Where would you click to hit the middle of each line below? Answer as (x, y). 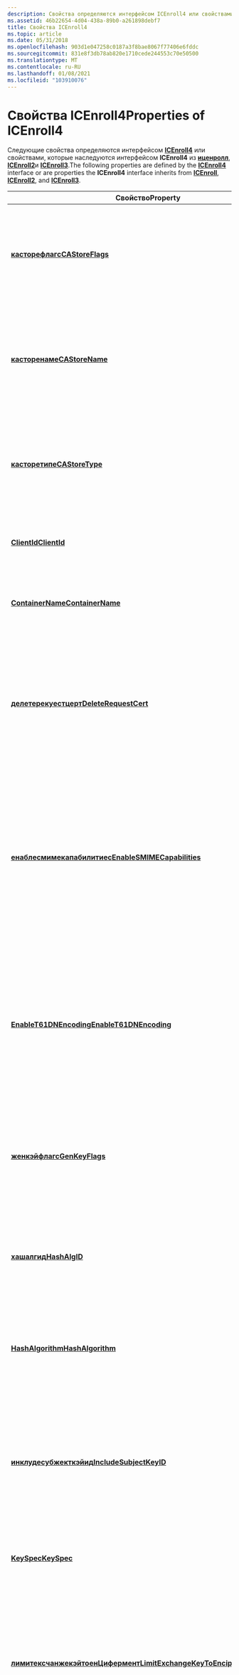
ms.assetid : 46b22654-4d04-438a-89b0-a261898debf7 (84, 21)
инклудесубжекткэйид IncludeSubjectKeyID (89, 1462)
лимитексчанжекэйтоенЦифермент (76, 1664)
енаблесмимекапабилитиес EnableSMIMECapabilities (106, 857)
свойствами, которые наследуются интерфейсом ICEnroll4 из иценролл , (119, 158)
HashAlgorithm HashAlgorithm (63, 1348)
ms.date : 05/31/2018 (38, 41)
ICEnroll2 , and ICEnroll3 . (44, 180)
